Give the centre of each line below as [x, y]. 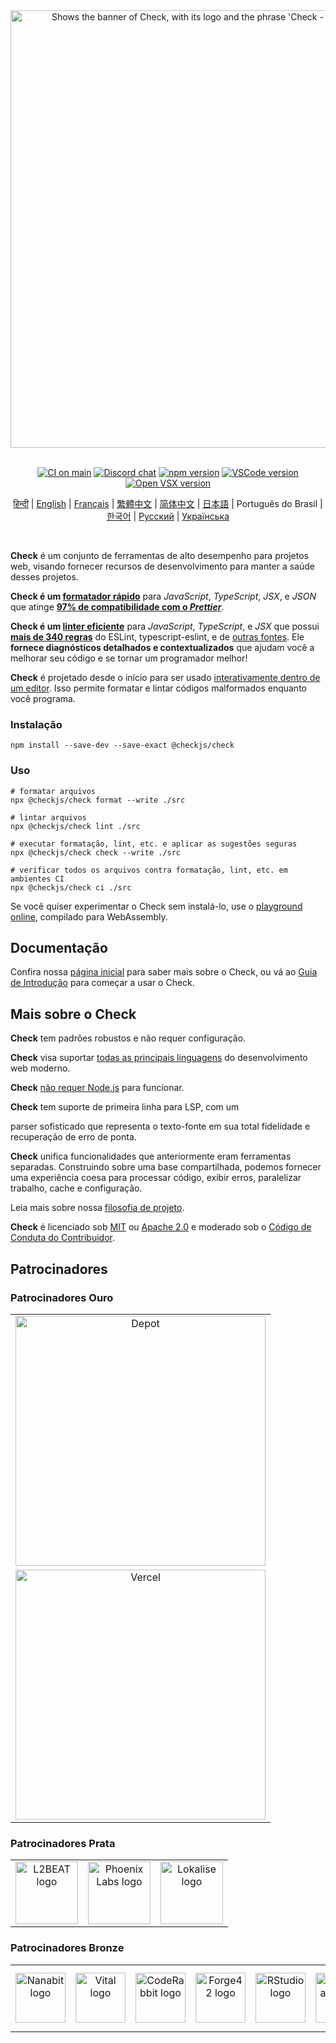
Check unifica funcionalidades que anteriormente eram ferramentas [151, 1156]
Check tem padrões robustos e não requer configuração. [128, 1038]
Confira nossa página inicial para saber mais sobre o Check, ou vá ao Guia [164, 972]
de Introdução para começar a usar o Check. [102, 983]
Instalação [36, 724]
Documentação [59, 947]
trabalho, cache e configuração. [76, 1188]
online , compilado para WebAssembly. [89, 916]
